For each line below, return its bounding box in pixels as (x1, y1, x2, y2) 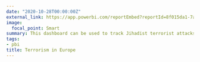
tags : (6, 36, 20, 42)
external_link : (6, 14, 44, 20)
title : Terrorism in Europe (6, 47, 76, 53)
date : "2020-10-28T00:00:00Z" (6, 8, 82, 15)
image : (6, 19, 23, 25)
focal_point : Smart (11, 25, 60, 31)
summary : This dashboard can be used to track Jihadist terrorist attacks (6, 31, 196, 37)
